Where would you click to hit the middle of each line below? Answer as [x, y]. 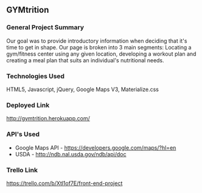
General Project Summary [45, 27]
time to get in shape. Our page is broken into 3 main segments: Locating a [99, 47]
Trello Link [22, 170]
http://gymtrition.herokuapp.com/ [48, 118]
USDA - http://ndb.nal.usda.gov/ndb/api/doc [71, 154]
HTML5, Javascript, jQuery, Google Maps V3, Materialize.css [83, 89]
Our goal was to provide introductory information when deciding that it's [97, 41]
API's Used [23, 134]
